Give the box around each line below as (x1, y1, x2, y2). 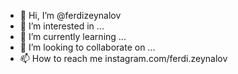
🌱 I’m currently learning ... (19, 31, 127, 42)
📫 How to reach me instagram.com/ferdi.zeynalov (19, 53, 228, 64)
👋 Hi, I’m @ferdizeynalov (19, 10, 122, 21)
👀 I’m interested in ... (19, 20, 105, 32)
